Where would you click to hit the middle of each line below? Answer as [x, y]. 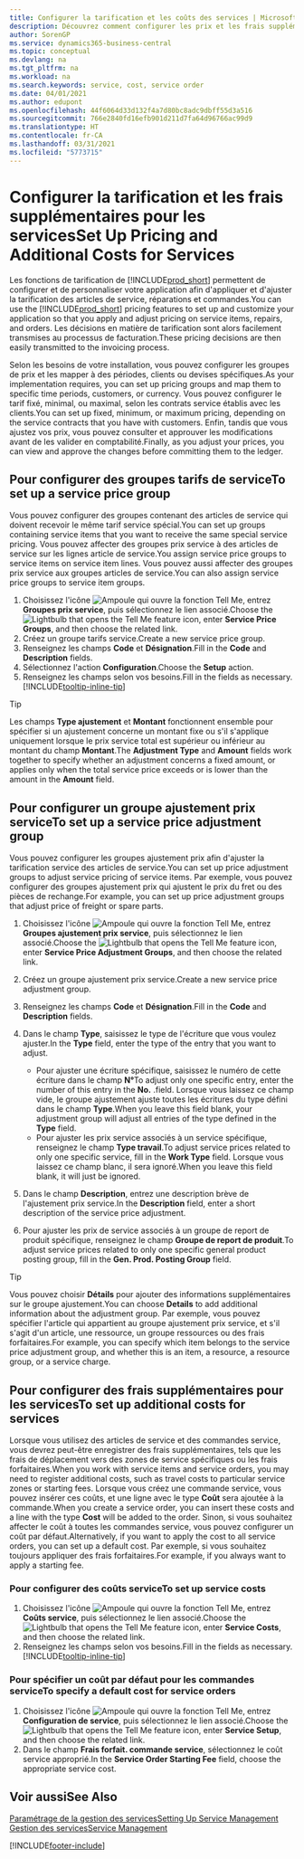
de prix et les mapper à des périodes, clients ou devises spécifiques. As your [152, 374]
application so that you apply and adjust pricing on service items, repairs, [146, 318]
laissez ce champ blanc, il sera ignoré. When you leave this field [154, 1167]
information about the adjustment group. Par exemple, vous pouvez [135, 1314]
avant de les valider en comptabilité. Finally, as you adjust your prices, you [147, 441]
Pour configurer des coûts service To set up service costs [138, 1589]
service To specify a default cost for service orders [123, 1691]
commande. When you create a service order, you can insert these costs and [152, 1508]
